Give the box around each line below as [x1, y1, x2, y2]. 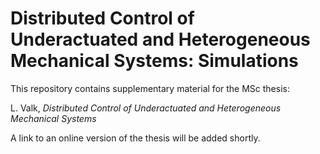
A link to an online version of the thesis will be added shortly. [10, 132, 261, 144]
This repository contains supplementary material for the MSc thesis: [10, 82, 290, 94]
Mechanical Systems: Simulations [10, 50, 299, 72]
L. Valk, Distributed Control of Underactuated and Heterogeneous [10, 102, 282, 114]
